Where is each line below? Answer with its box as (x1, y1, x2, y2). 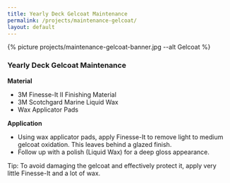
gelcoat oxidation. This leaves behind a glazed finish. (17, 140, 172, 148)
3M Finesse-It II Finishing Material (17, 90, 116, 99)
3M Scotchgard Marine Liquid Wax (17, 98, 119, 106)
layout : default (7, 23, 55, 30)
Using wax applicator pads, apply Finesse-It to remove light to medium (17, 132, 224, 141)
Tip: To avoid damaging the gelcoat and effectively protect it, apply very (7, 161, 217, 170)
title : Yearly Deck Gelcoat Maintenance (7, 10, 128, 18)
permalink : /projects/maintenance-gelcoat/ (7, 17, 138, 24)
